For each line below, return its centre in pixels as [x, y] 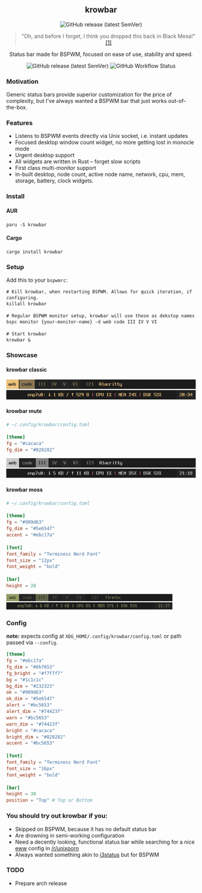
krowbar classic [26, 369]
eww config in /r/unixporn [47, 848]
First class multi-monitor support [55, 168]
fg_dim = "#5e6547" [31, 529]
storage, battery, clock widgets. [54, 181]
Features [20, 123]
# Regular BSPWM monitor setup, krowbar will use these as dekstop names [101, 316]
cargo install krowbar [35, 252]
